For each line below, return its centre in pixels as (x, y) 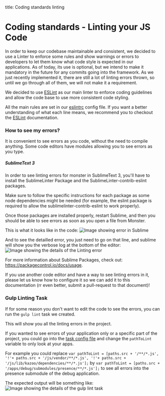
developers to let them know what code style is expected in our (69, 62)
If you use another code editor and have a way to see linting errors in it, (77, 275)
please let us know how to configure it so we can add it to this (68, 280)
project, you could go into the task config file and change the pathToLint (78, 338)
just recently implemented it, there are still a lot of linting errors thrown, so (80, 77)
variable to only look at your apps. (40, 344)
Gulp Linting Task (26, 298)
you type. (15, 152)
